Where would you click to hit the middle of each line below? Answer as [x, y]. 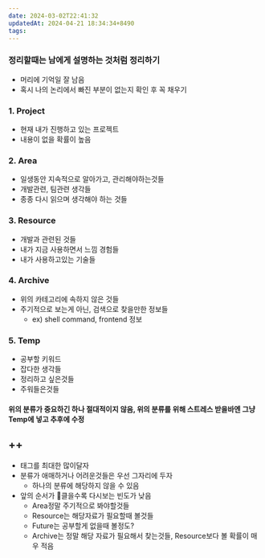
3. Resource [32, 220]
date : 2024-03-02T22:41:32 [53, 16]
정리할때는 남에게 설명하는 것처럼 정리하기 [84, 60]
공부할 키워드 [41, 359]
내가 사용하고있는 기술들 [58, 259]
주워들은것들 [40, 389]
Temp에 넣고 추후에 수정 [47, 419]
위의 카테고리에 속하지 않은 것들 [69, 299]
